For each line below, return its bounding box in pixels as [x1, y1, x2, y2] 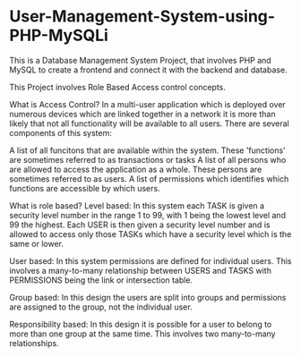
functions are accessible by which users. [9, 183, 160, 193]
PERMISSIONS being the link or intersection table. [9, 275, 193, 285]
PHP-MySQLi [9, 25, 109, 46]
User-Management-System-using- [9, 6, 276, 27]
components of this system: [9, 127, 112, 138]
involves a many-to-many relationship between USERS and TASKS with [9, 265, 271, 276]
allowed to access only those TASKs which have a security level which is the [9, 228, 292, 239]
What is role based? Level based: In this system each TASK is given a [9, 200, 265, 211]
